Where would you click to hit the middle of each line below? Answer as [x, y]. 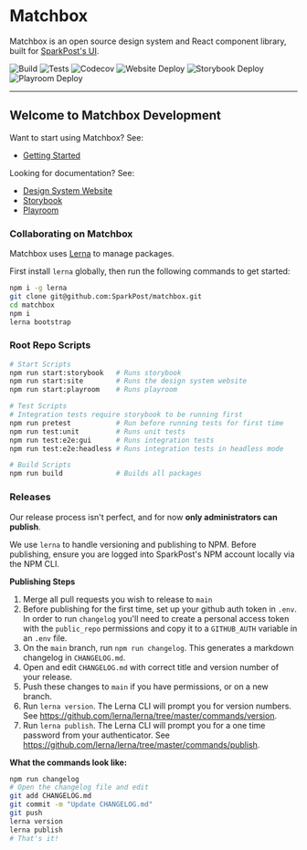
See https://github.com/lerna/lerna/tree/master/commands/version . [149, 715]
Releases [31, 497]
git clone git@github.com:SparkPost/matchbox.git [106, 296]
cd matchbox [32, 305]
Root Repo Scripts [50, 345]
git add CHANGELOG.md [51, 796]
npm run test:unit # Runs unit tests [97, 431]
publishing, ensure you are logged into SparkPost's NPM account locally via [152, 554]
